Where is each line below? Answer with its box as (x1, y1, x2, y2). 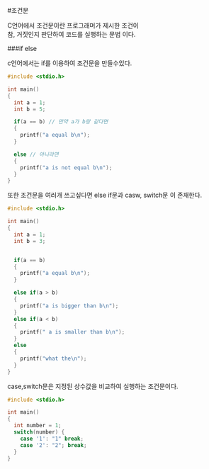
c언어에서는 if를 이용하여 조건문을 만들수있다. (7, 59, 132, 67)
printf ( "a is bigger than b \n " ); (20, 302, 119, 310)
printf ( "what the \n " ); (20, 355, 87, 362)
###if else (7, 45, 38, 52)
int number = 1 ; (13, 422, 62, 429)
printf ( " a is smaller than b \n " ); (20, 329, 125, 336)
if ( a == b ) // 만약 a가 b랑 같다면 (13, 118, 108, 125)
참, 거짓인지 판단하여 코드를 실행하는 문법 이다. (7, 30, 136, 38)
